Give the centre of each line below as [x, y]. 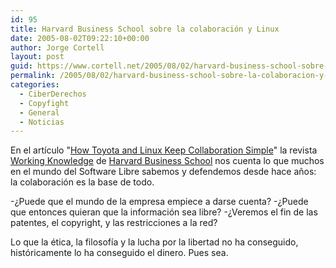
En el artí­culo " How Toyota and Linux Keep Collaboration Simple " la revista [164, 150]
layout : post [37, 57]
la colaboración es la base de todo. [82, 182]
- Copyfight [44, 103]
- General [39, 112]
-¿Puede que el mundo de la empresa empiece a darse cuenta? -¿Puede [159, 202]
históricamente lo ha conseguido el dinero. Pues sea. [119, 253]
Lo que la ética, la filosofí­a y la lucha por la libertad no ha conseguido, [154, 242]
